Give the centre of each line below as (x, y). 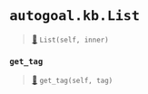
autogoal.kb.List (75, 16)
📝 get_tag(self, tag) (72, 80)
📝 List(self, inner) (70, 39)
